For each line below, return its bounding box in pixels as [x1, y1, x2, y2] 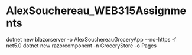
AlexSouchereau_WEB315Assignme [6, 4, 187, 18]
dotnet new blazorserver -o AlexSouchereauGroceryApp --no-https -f [6, 36, 177, 43]
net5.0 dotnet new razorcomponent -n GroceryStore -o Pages [6, 42, 157, 49]
